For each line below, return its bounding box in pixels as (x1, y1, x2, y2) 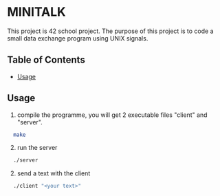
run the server (16, 144, 58, 152)
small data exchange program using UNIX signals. (7, 34, 148, 42)
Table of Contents (7, 54, 86, 66)
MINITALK (7, 4, 67, 20)
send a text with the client (16, 169, 91, 177)
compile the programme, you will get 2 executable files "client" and (16, 111, 208, 119)
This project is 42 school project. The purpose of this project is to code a (7, 27, 214, 35)
